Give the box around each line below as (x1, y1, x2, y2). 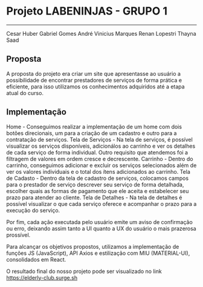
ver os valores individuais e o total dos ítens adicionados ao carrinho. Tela (6, 168, 190, 175)
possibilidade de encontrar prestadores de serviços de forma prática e (6, 76, 182, 84)
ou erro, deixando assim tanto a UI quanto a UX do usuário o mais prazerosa (6, 225, 196, 232)
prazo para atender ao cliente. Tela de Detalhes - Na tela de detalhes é (6, 194, 182, 201)
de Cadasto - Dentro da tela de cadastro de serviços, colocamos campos (6, 174, 189, 182)
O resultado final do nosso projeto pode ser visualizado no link (6, 268, 162, 275)
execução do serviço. (6, 206, 60, 214)
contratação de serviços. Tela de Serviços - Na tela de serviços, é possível (6, 136, 193, 143)
